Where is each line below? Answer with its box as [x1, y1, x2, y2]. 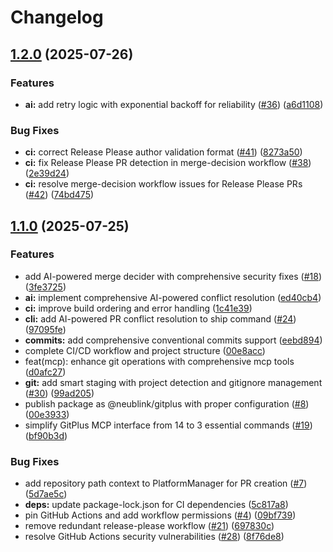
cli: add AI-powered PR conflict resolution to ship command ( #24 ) [24, 312, 297, 325]
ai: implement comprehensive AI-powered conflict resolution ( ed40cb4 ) [24, 291, 322, 303]
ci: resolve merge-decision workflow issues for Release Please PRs [24, 178, 303, 190]
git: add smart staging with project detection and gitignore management [24, 376, 323, 388]
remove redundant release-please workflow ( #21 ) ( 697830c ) [24, 520, 275, 532]
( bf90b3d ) [24, 429, 68, 441]
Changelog [10, 6, 104, 29]
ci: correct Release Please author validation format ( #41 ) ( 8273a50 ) [24, 146, 303, 158]
